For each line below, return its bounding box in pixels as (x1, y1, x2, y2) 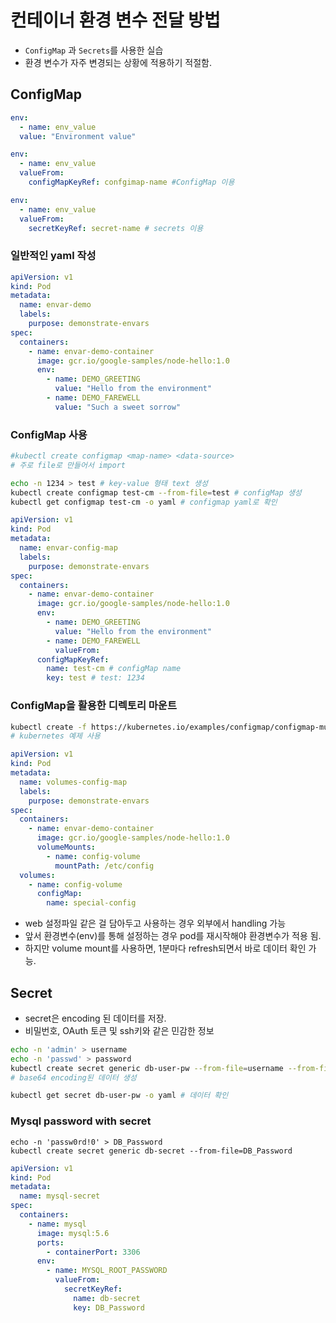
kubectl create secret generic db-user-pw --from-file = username (10, 1063, 284, 1073)
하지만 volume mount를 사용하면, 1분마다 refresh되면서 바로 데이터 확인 (24, 942, 307, 955)
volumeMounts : (36, 842, 97, 853)
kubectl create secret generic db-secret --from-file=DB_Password (10, 1146, 293, 1156)
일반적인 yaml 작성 (10, 249, 97, 263)
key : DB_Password (73, 1302, 145, 1313)
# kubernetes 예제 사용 (10, 731, 101, 741)
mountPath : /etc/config (54, 861, 155, 871)
